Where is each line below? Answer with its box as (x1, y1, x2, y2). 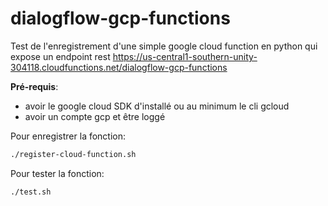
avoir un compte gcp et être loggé (24, 110, 166, 122)
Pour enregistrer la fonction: (10, 130, 127, 142)
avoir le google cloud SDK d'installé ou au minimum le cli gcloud (24, 100, 290, 112)
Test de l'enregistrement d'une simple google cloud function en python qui (10, 40, 318, 52)
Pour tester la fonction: (10, 167, 105, 179)
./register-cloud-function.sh (10, 149, 137, 159)
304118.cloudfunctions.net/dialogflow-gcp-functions (10, 61, 228, 73)
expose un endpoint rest (10, 50, 111, 62)
